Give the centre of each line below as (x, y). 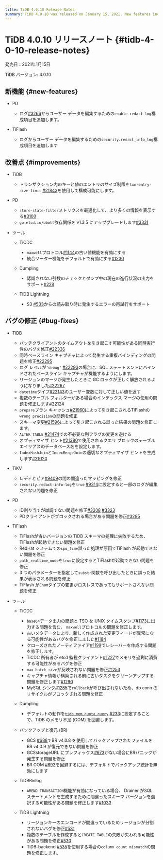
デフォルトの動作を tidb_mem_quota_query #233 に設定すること (88, 714)
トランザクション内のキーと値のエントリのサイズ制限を (74, 184)
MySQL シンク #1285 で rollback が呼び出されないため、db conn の (92, 688)
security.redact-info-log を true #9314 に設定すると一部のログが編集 (88, 484)
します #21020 (33, 458)
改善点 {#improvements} (43, 162)
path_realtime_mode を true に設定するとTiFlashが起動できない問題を (87, 560)
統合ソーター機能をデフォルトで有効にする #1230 (75, 259)
